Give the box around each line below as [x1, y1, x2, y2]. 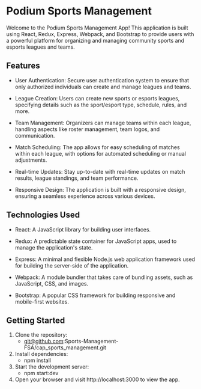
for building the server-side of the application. [14, 262, 129, 269]
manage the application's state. [14, 244, 93, 251]
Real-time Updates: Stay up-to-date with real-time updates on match [14, 168, 185, 175]
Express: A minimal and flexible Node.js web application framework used [14, 256, 196, 263]
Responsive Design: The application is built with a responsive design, [14, 186, 186, 193]
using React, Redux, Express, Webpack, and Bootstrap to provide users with [6, 30, 194, 37]
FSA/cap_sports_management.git [23, 344, 107, 351]
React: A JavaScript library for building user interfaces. [14, 225, 151, 233]
